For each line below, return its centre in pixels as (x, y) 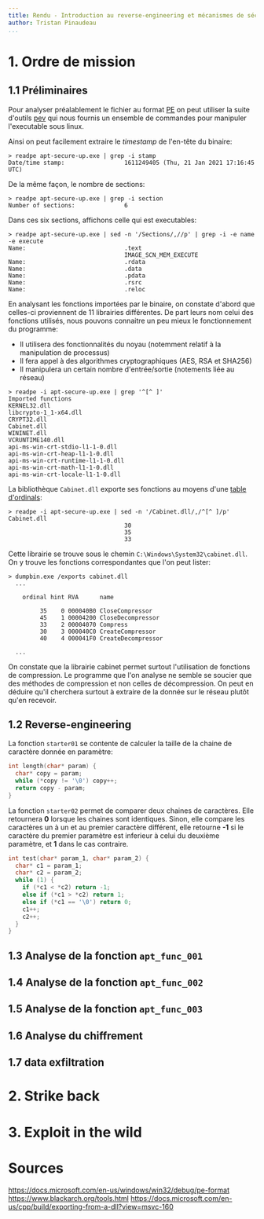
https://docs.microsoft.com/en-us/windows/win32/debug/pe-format (119, 1190)
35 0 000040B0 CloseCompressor (96, 611)
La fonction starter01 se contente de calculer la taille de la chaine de (120, 744)
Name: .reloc (77, 289)
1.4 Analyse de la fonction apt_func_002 (106, 983)
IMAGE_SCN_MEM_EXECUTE (161, 255)
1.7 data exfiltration (56, 1062)
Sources (36, 1168)
